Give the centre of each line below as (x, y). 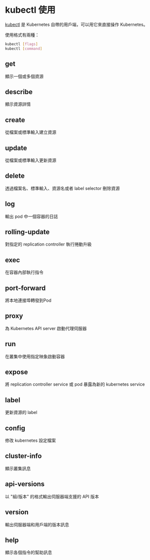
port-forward (26, 288)
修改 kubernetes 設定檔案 (30, 440)
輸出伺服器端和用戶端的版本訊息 (37, 524)
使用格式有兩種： (22, 35)
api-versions (25, 484)
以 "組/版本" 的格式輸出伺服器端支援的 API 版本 (52, 497)
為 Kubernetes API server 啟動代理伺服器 (46, 328)
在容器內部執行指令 (24, 272)
